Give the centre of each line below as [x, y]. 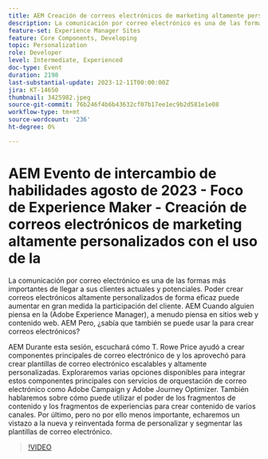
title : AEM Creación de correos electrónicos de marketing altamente [126, 16]
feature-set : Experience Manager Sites [75, 30]
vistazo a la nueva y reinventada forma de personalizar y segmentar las [126, 423]
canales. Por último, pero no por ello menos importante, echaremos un [124, 414]
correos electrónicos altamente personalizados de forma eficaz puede [124, 297]
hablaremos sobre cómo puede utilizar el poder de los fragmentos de [122, 398]
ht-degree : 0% [32, 127]
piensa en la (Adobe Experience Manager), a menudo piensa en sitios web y [134, 314]
